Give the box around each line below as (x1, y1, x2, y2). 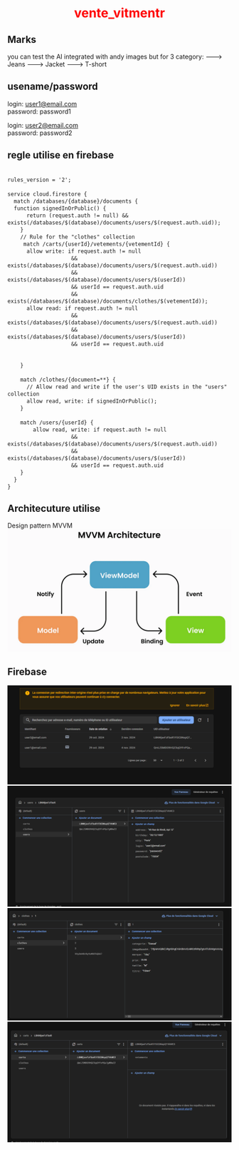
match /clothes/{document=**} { (20, 376, 116, 383)
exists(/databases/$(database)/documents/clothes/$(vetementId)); (7, 298, 208, 305)
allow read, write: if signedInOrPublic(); (26, 398, 158, 405)
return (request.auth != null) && (26, 212, 129, 219)
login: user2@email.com (7, 121, 78, 129)
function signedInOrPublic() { (14, 205, 107, 212)
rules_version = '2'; (7, 176, 72, 183)
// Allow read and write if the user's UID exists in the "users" (26, 383, 228, 390)
